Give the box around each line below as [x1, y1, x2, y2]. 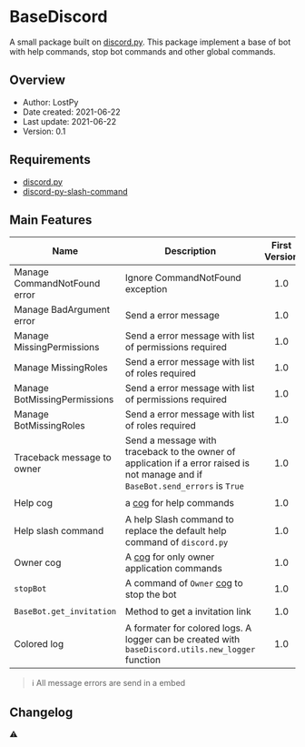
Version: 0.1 [22, 126, 66, 136]
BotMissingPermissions [14, 393, 114, 406]
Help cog [14, 496, 53, 509]
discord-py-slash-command [22, 186, 129, 197]
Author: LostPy [22, 96, 79, 107]
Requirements [9, 152, 91, 167]
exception [125, 283, 168, 296]
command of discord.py [125, 536, 229, 549]
